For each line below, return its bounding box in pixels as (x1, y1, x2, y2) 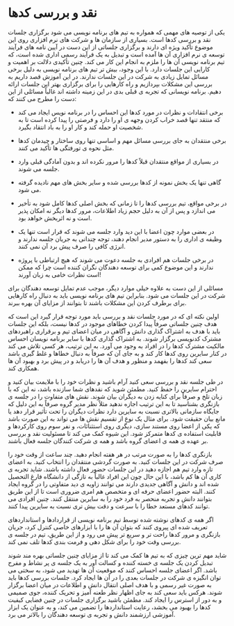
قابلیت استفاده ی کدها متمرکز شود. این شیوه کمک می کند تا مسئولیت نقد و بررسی (8, 429, 222, 437)
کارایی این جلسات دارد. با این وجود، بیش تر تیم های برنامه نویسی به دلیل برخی (8, 65, 210, 73)
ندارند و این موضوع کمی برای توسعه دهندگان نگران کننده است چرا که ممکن (17, 263, 214, 271)
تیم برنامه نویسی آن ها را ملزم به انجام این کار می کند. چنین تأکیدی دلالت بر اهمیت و (8, 57, 225, 65)
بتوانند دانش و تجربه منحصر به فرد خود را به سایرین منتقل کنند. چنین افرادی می (8, 494, 212, 503)
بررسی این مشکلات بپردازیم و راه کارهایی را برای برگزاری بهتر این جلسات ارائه (8, 79, 212, 88)
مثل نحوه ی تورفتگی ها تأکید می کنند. (17, 143, 115, 152)
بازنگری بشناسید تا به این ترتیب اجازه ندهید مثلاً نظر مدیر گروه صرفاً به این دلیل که (8, 399, 220, 408)
